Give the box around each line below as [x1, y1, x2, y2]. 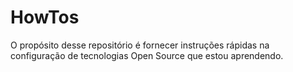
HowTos [10, 6, 80, 29]
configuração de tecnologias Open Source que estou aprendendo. [10, 49, 284, 61]
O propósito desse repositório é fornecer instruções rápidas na [10, 39, 270, 51]
